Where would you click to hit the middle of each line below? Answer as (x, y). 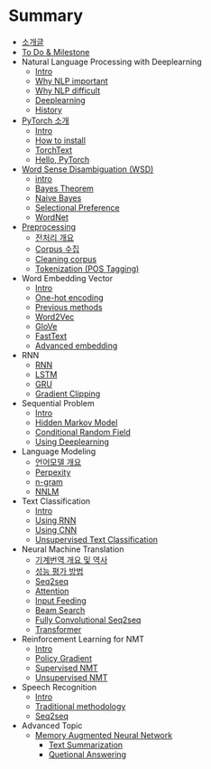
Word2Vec (55, 317)
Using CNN (56, 529)
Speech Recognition (59, 687)
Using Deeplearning (72, 441)
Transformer (58, 629)
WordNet (51, 217)
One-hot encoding (69, 297)
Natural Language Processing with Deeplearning (111, 62)
